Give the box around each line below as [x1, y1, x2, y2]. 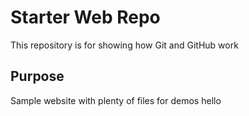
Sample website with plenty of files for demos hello [10, 94, 222, 106]
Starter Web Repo [10, 6, 161, 29]
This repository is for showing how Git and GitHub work [10, 39, 239, 51]
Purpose [10, 68, 65, 85]
